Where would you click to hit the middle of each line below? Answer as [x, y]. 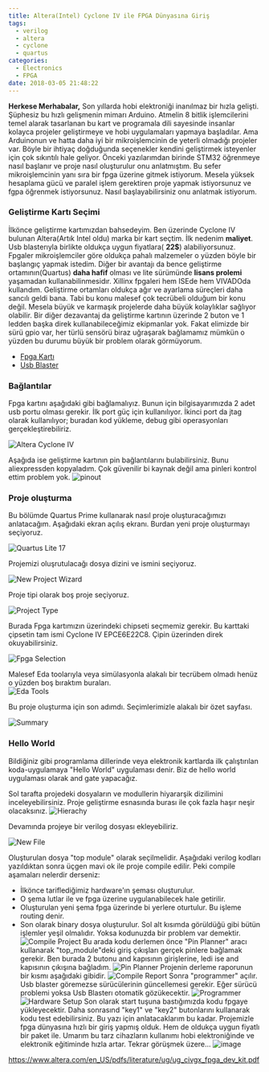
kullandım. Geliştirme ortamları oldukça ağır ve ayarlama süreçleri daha [126, 290]
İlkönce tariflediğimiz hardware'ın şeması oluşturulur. [107, 890]
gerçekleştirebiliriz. [40, 429]
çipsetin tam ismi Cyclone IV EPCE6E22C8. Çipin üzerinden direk [116, 635]
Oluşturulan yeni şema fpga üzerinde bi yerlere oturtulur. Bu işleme [130, 907]
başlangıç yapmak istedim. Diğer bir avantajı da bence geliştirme [115, 264]
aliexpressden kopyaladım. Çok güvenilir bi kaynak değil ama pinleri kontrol [132, 469]
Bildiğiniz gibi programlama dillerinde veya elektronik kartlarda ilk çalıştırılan [133, 761]
